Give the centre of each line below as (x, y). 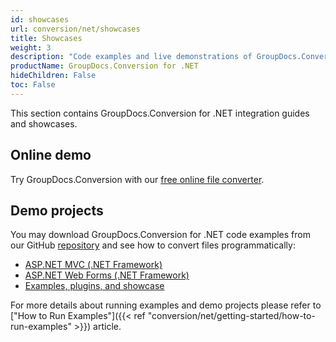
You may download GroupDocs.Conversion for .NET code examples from (160, 235)
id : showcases (40, 19)
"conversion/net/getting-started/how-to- (231, 316)
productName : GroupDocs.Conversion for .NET (104, 66)
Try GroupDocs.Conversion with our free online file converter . (137, 179)
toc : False (33, 85)
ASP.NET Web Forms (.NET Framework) (107, 275)
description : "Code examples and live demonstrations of (131, 57)
